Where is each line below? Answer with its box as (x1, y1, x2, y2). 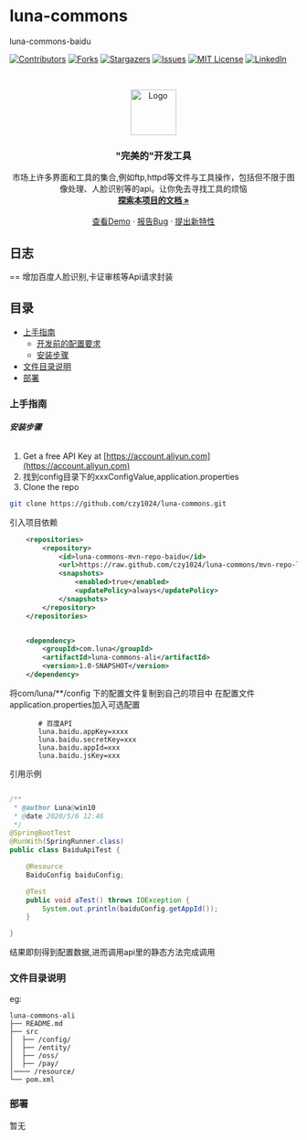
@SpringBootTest (9, 828, 71, 837)
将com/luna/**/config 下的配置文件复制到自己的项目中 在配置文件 (9, 687, 256, 698)
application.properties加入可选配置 (9, 698, 141, 709)
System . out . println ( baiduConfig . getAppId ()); (42, 904, 219, 913)
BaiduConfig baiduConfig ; (26, 870, 125, 879)
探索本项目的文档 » (117, 195, 190, 206)
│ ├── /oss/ (9, 1050, 59, 1060)
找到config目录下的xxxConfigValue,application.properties (22, 471, 239, 482)
